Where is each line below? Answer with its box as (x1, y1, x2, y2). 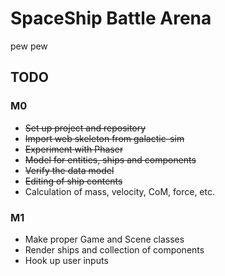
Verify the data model (24, 164, 115, 176)
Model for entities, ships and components (24, 153, 197, 166)
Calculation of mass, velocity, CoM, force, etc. (24, 185, 215, 197)
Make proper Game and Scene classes (24, 233, 185, 245)
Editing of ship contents (24, 175, 123, 187)
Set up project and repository (24, 122, 147, 134)
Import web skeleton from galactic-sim (24, 132, 185, 144)
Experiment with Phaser (24, 143, 124, 155)
